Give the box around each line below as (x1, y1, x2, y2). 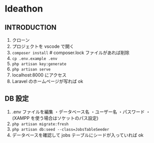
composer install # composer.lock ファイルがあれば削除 (12, 50, 130, 55)
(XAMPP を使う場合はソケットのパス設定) (12, 115, 99, 121)
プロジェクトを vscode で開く (12, 43, 74, 49)
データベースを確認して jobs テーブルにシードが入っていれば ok (12, 132, 144, 138)
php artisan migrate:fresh (12, 121, 69, 126)
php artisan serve (12, 67, 51, 72)
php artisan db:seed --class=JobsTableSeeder (12, 127, 109, 132)
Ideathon (5, 3, 43, 15)
